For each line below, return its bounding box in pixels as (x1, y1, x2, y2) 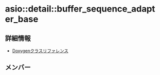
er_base (5, 14, 38, 25)
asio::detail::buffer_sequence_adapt (5, 3, 156, 15)
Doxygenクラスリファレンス (12, 48, 69, 54)
